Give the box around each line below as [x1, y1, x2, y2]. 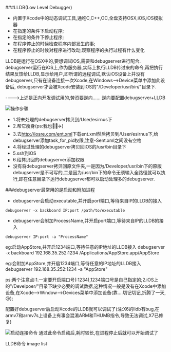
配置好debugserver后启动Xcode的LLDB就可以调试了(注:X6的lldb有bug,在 [5, 306, 160, 312]
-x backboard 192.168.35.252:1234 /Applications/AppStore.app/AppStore [5, 250, 159, 256]
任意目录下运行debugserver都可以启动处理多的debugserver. [27, 176, 155, 182]
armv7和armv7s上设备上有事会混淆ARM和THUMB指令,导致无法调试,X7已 [5, 312, 159, 318]
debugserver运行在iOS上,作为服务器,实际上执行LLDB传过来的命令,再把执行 [5, 64, 163, 70]
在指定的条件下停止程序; [12, 34, 64, 40]
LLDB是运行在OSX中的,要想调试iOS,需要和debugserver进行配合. [5, 58, 141, 64]
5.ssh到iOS [12, 150, 36, 156]
